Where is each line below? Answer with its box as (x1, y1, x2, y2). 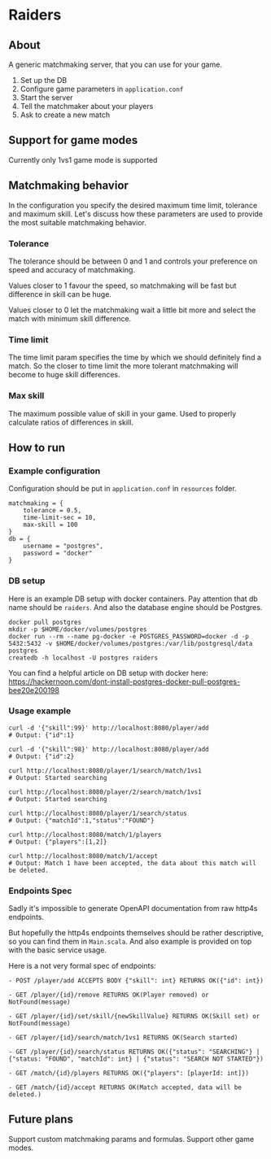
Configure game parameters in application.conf (20, 84, 184, 94)
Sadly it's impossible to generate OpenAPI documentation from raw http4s (8, 904, 258, 913)
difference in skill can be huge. (8, 289, 112, 298)
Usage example (8, 705, 72, 717)
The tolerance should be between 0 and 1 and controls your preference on (8, 256, 258, 266)
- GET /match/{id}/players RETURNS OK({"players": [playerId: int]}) (8, 1070, 250, 1078)
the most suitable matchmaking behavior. (8, 217, 146, 227)
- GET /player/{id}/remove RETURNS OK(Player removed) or (8, 991, 209, 1000)
